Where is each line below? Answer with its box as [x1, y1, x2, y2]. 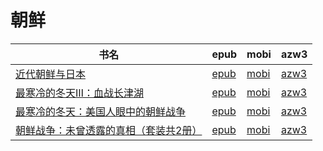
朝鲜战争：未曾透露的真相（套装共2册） [15, 123, 203, 137]
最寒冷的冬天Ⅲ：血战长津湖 [15, 86, 144, 100]
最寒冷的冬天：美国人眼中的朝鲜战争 [15, 104, 187, 118]
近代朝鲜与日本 [15, 67, 87, 81]
